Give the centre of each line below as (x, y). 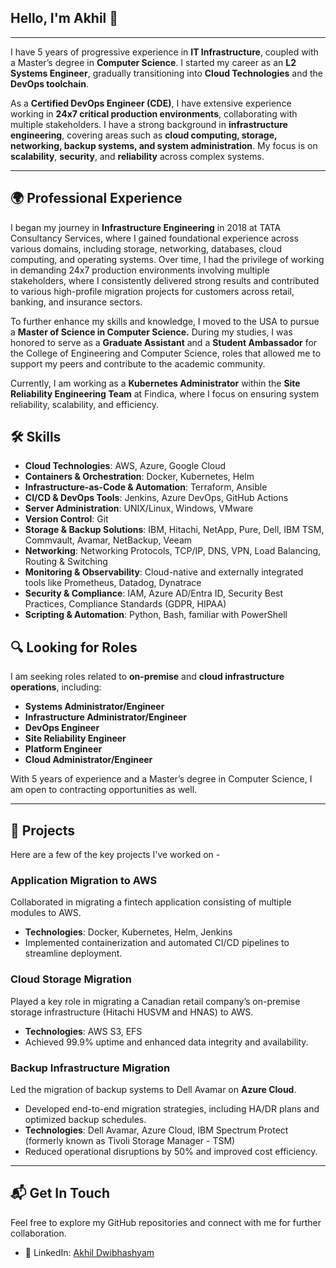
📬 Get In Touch (60, 1193)
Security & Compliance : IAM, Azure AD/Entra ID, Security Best (154, 593)
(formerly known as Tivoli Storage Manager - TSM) (130, 1140)
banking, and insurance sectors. (76, 302)
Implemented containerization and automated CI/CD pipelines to (157, 943)
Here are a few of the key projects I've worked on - (115, 855)
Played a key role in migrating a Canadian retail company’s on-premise (155, 1001)
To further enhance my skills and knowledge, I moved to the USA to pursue (165, 321)
